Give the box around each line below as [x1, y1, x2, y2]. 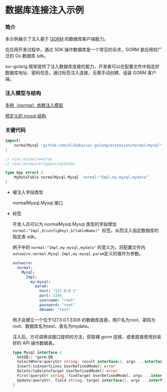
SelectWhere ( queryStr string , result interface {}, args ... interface [17, 359, 165, 364]
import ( [5, 138, 21, 143]
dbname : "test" [39, 307, 71, 312]
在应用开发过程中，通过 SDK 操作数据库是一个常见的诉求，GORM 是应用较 [5, 47, 158, 53]
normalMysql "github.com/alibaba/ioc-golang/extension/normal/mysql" [14, 143, 162, 148]
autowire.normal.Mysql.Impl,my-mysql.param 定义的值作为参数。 [12, 251, 144, 257]
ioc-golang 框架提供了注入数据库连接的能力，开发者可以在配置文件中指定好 [5, 64, 160, 70]
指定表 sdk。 [12, 234, 39, 240]
